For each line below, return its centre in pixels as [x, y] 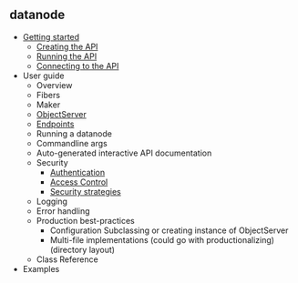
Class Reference [67, 259]
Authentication [77, 172]
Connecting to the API [77, 66]
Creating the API [67, 46]
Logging [52, 201]
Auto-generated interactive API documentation [124, 153]
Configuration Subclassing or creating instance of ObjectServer [169, 230]
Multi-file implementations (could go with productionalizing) [162, 239]
